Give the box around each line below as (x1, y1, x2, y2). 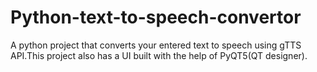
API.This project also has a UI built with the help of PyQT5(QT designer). (10, 49, 308, 61)
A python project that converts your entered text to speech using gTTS (10, 39, 302, 51)
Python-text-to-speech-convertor (10, 6, 302, 29)
